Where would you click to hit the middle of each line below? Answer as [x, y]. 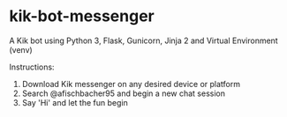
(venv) [21, 49]
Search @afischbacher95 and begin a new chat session [123, 93]
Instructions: [32, 67]
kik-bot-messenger [82, 16]
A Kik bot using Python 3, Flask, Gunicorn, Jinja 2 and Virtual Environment [143, 40]
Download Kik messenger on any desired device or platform [131, 84]
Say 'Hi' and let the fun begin [75, 102]
